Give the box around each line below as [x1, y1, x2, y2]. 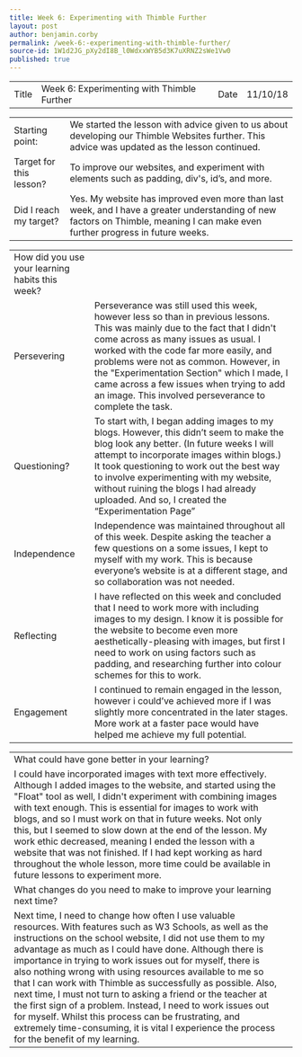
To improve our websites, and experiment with [69, 161, 265, 173]
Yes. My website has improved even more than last [69, 192, 284, 205]
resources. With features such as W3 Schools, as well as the [13, 920, 269, 933]
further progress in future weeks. [69, 226, 209, 238]
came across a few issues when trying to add [93, 378, 286, 390]
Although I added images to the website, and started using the [13, 779, 276, 791]
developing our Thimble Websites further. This [69, 129, 266, 142]
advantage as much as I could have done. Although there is [13, 943, 264, 955]
